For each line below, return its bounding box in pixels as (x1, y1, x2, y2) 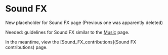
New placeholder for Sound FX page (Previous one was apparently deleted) (5, 19, 163, 25)
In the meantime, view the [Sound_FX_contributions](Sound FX (5, 38, 137, 45)
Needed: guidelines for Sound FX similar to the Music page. (5, 29, 130, 35)
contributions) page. (5, 44, 48, 50)
